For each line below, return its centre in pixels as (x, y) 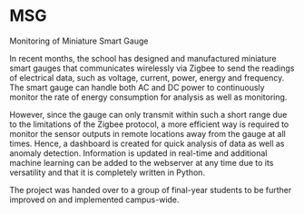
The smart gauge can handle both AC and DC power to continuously (137, 87)
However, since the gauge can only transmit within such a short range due (148, 114)
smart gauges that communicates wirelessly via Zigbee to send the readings (152, 68)
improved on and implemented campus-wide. (94, 199)
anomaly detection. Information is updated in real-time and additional (138, 153)
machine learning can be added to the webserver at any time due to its (142, 162)
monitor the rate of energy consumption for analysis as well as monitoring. (148, 97)
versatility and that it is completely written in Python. (108, 172)
